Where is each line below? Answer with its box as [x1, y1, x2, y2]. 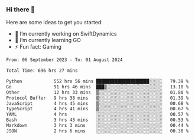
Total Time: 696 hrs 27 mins [6, 68, 78, 74]
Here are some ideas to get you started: [6, 19, 103, 26]
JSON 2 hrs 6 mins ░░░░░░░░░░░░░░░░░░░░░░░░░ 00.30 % [6, 128, 189, 134]
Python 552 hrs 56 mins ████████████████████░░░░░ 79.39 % [6, 78, 189, 85]
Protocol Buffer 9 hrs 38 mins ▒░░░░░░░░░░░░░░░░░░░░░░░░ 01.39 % [6, 95, 189, 101]
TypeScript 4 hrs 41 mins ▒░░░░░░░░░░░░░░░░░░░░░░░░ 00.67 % [6, 106, 189, 112]
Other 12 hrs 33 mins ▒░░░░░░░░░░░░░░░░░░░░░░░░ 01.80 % [6, 89, 189, 96]
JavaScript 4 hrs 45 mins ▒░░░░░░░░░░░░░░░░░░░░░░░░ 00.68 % [6, 100, 189, 106]
